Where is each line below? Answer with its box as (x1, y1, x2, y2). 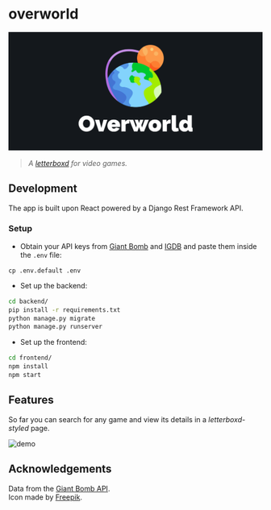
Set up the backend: (19, 280, 88, 290)
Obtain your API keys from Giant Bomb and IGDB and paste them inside (19, 241, 257, 251)
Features (8, 393, 54, 407)
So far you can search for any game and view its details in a (8, 414, 207, 424)
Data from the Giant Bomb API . (8, 483, 110, 493)
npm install (8, 363, 48, 371)
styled (8, 423, 30, 433)
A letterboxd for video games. (27, 158, 127, 168)
